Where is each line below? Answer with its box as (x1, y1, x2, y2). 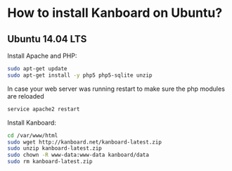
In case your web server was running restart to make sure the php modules (7, 84, 225, 93)
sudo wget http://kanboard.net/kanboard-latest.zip (7, 139, 162, 146)
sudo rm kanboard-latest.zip (7, 158, 93, 165)
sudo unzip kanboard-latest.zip (7, 145, 102, 152)
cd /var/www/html (7, 132, 58, 139)
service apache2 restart (7, 106, 80, 113)
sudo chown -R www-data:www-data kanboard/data (7, 151, 150, 159)
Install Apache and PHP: (7, 51, 77, 60)
